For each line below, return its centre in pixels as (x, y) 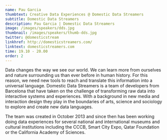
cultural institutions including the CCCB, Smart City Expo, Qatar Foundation (82, 127)
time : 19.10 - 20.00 (27, 51)
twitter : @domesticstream (32, 38)
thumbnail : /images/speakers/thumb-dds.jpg (51, 33)
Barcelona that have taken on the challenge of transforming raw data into (80, 91)
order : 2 (14, 56)
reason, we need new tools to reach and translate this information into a (79, 80)
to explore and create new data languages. (49, 107)
